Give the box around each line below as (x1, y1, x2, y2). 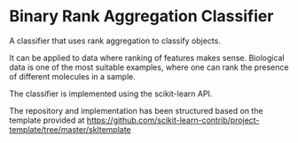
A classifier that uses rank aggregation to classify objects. (9, 35, 222, 46)
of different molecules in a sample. (9, 71, 136, 81)
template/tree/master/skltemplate (9, 124, 131, 134)
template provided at (9, 115, 85, 125)
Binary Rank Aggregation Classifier (9, 6, 274, 26)
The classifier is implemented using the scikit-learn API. (9, 88, 213, 99)
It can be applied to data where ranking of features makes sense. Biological (9, 52, 286, 63)
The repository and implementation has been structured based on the (9, 105, 263, 116)
